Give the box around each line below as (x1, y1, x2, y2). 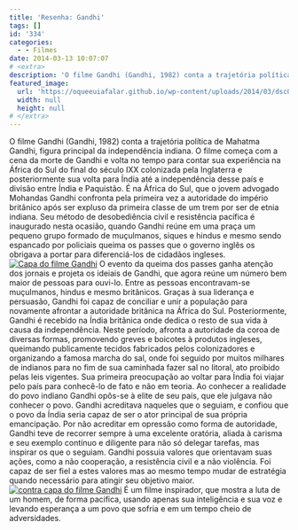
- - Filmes (17, 46, 58, 55)
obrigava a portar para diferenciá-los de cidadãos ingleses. (9, 249, 226, 260)
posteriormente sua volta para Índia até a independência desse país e (9, 174, 264, 184)
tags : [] (9, 21, 42, 30)
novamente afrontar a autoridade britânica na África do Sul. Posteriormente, (9, 306, 287, 316)
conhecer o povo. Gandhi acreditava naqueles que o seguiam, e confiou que (9, 400, 289, 410)
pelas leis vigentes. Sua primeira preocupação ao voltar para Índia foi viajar (9, 371, 285, 382)
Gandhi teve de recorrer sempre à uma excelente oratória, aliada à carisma (9, 428, 283, 439)
